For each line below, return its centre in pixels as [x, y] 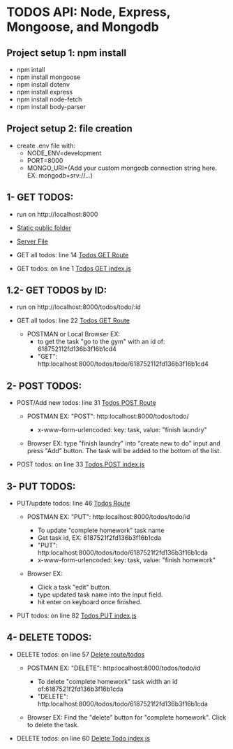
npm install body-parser [51, 107]
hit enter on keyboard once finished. [90, 602]
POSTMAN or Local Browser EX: [73, 334]
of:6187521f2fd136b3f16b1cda [80, 689]
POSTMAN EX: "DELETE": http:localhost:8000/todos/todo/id [114, 668]
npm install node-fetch [49, 99]
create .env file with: [46, 145]
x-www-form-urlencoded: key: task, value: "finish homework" [127, 560]
